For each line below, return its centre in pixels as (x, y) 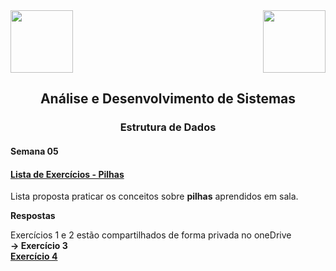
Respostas (33, 216)
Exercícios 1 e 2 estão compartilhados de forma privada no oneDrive (151, 235)
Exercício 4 (34, 256)
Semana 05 (34, 151)
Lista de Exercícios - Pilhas (67, 174)
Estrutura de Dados (168, 127)
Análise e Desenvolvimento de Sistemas (168, 99)
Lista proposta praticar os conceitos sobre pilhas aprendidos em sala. (154, 196)
